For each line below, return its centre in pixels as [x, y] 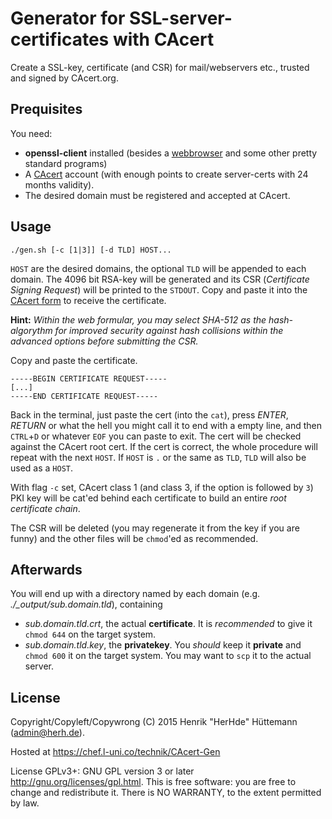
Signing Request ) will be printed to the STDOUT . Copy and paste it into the [159, 289]
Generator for [68, 18]
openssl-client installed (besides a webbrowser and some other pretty [171, 153]
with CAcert [163, 39]
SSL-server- [181, 18]
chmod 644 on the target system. [90, 634]
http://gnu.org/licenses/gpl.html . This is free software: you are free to [153, 782]
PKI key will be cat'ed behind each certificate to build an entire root [148, 498]
